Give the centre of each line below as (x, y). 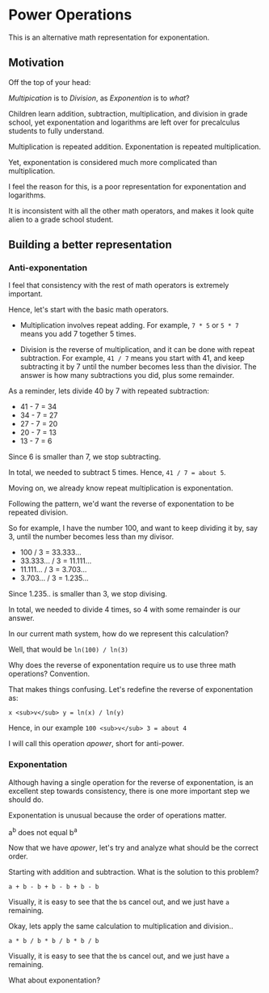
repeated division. (38, 512)
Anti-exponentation (48, 268)
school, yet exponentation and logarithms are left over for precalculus (124, 122)
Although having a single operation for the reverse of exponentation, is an (131, 782)
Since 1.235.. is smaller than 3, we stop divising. (88, 594)
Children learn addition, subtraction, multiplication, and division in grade (128, 113)
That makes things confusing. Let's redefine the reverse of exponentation (131, 690)
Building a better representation (90, 245)
